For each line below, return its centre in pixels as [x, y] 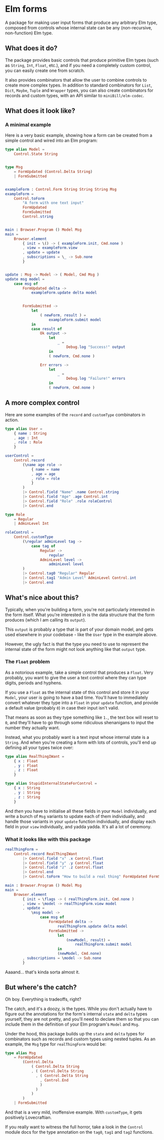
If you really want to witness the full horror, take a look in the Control [74, 1127]
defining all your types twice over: [39, 747]
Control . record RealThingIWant [46, 854]
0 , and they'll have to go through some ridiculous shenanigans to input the [80, 722]
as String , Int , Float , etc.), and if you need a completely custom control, [78, 65]
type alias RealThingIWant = [35, 756]
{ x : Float [26, 761]
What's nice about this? [42, 598]
